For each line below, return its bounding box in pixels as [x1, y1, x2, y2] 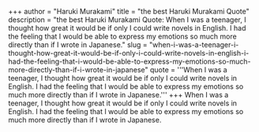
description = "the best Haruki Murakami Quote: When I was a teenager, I [8, 15, 246, 24]
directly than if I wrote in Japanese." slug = [8, 40, 148, 49]
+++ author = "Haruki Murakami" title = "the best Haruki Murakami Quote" [8, 7, 250, 16]
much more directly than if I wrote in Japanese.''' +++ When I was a [8, 90, 229, 99]
